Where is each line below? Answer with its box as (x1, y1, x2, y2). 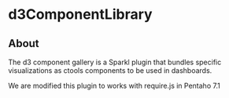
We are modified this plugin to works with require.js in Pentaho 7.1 (8, 81, 220, 90)
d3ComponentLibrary (8, 5, 153, 24)
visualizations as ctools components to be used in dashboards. (8, 66, 212, 75)
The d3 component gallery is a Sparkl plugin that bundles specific (8, 57, 222, 67)
